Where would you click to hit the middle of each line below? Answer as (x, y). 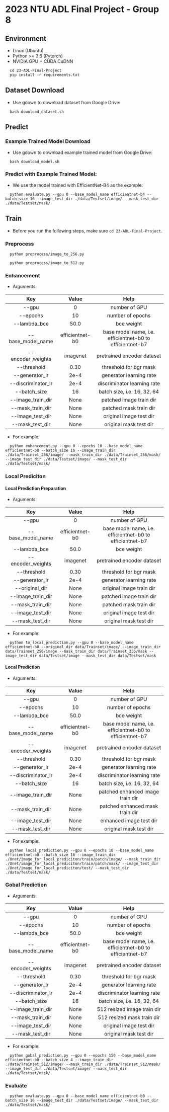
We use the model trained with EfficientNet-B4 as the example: (78, 185)
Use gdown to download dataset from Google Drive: (66, 102)
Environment (26, 38)
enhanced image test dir (129, 820)
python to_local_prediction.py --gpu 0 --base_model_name (72, 643)
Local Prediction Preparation (36, 488)
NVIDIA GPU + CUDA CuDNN (43, 61)
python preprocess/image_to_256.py (47, 254)
